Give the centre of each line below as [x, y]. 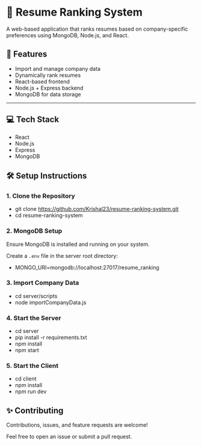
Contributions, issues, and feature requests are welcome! [77, 425]
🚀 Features [27, 54]
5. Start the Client [32, 366]
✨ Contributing [35, 410]
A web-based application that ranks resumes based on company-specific [97, 29]
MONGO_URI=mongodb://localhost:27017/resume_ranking [87, 267]
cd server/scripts [36, 296]
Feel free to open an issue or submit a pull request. [69, 437]
